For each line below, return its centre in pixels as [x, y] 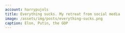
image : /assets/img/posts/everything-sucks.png [54, 18]
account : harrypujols [27, 9]
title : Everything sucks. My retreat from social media [62, 14]
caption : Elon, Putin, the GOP [37, 23]
